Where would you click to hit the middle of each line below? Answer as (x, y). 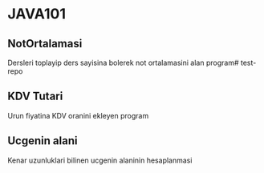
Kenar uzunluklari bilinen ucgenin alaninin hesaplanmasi (100, 160)
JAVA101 (37, 14)
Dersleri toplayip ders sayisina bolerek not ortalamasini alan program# (123, 62)
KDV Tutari (35, 97)
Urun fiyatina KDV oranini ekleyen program (78, 115)
